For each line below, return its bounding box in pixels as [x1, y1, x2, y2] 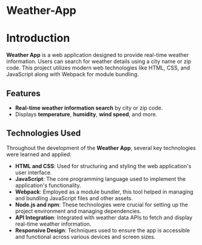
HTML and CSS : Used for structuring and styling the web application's [15, 162, 192, 169]
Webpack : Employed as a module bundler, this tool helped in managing [15, 188, 194, 195]
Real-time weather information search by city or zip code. [15, 104, 163, 111]
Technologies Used [6, 128, 81, 139]
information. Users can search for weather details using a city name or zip [6, 58, 192, 65]
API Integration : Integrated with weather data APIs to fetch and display [15, 214, 193, 221]
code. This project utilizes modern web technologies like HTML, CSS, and [6, 64, 190, 71]
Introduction [6, 31, 70, 45]
